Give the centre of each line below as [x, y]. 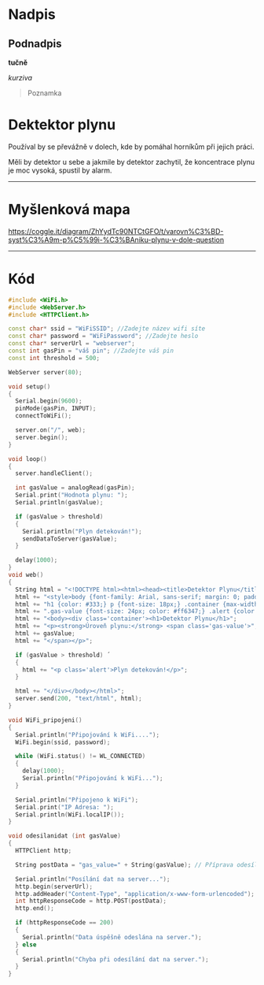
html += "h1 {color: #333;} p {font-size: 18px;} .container [117, 604]
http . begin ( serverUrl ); [54, 886]
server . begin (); [42, 437]
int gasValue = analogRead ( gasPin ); [75, 488]
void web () [26, 575]
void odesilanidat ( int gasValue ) [65, 836]
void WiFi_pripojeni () [45, 720]
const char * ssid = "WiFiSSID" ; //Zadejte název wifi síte [107, 329]
